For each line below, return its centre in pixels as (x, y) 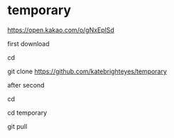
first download (28, 43)
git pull (17, 126)
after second (26, 85)
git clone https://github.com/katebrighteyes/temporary (87, 71)
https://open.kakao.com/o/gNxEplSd (61, 30)
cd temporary (27, 112)
